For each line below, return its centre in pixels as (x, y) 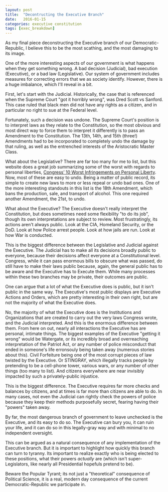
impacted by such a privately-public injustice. (52, 376)
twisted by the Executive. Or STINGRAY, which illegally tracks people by (79, 360)
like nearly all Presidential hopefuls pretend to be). (82, 464)
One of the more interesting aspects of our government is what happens (80, 63)
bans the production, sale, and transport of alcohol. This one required (77, 194)
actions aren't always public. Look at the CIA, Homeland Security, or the (79, 225)
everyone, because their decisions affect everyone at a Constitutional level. (83, 256)
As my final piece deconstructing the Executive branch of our (68, 43)
